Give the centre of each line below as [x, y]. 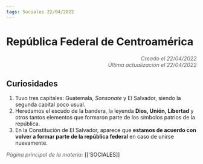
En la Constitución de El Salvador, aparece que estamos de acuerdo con [105, 130]
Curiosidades [32, 84]
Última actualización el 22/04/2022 [152, 65]
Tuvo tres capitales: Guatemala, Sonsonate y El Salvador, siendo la [98, 98]
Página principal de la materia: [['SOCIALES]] [63, 155]
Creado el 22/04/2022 [169, 58]
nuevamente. [31, 143]
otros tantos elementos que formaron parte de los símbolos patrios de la [105, 118]
